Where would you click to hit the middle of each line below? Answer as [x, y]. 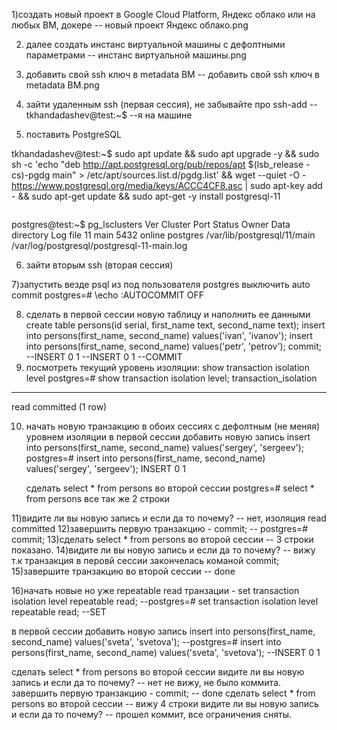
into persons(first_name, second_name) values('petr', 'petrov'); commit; [173, 346]
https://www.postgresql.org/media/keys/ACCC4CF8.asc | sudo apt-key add [167, 185]
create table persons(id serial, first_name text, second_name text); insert [175, 325]
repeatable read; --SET [59, 612]
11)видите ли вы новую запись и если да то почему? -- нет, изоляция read [169, 518]
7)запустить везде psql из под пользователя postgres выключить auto [161, 284]
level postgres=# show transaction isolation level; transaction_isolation [171, 378]
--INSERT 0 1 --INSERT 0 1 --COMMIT [104, 357]
